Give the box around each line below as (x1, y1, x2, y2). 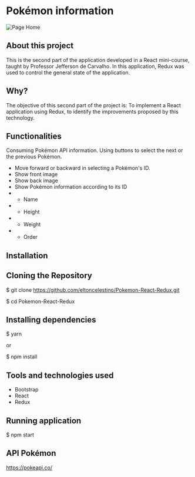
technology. (6, 114, 35, 121)
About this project (6, 41, 74, 51)
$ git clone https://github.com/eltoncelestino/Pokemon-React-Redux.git (6, 286, 180, 293)
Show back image (14, 177, 59, 184)
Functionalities (6, 131, 62, 141)
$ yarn (6, 330, 22, 337)
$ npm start (6, 432, 34, 439)
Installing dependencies (6, 314, 96, 325)
